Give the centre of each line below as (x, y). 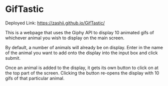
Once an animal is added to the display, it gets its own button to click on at (82, 68)
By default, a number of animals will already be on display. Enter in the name (84, 47)
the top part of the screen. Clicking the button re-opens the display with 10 (82, 73)
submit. (13, 58)
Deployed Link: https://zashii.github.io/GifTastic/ (55, 23)
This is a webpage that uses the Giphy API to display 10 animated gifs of (80, 32)
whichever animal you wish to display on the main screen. (65, 38)
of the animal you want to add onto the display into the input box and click (81, 53)
